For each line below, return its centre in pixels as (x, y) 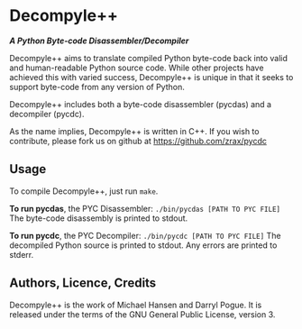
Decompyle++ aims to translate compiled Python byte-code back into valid (149, 58)
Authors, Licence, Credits (83, 283)
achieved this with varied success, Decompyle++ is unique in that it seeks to (151, 77)
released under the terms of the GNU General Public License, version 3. (142, 314)
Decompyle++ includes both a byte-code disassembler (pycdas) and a (141, 104)
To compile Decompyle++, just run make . (84, 191)
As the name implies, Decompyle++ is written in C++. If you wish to (134, 131)
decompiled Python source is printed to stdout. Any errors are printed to (143, 245)
